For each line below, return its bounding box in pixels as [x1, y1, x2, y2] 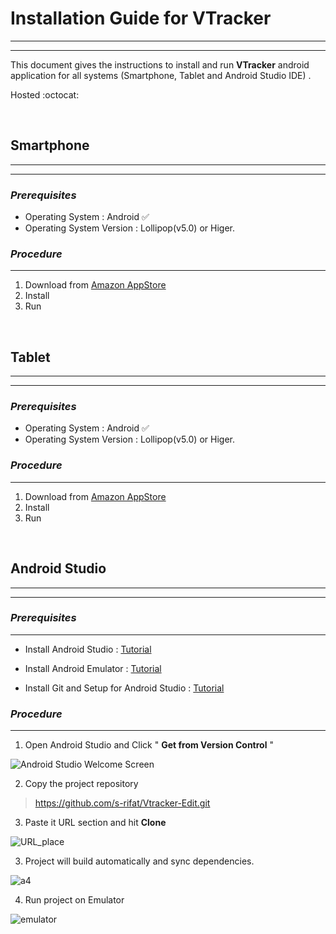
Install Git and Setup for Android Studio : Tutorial [24, 682, 225, 694]
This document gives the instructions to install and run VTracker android [10, 58, 310, 71]
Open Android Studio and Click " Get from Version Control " [24, 739, 274, 751]
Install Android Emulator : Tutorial [24, 662, 162, 674]
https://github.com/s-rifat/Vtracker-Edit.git [34, 797, 211, 809]
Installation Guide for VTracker [10, 7, 272, 30]
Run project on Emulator [24, 894, 125, 906]
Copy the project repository [24, 778, 139, 790]
